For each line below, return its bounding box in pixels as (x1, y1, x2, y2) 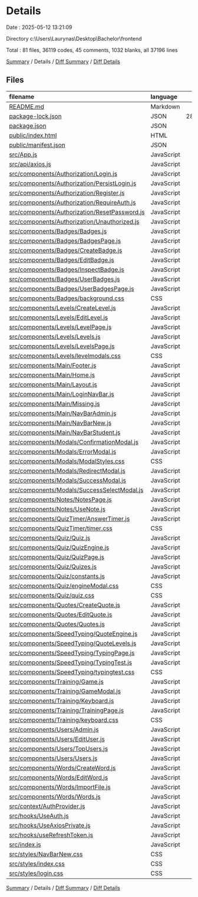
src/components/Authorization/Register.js (9, 189, 125, 197)
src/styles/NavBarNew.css (9, 850, 83, 858)
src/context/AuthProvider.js (9, 802, 85, 810)
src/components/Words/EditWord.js (9, 773, 108, 781)
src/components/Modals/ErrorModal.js (9, 447, 117, 455)
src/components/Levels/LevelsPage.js (9, 342, 115, 350)
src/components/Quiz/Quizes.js (9, 562, 97, 570)
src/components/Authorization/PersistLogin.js (9, 179, 137, 187)
